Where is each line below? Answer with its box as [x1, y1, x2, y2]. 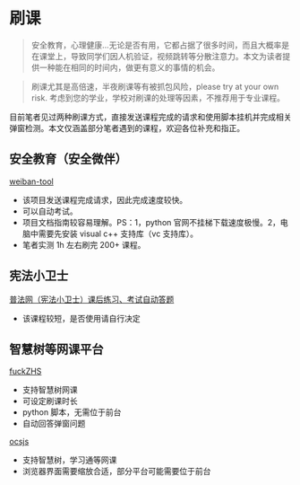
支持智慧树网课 [21, 384, 78, 395]
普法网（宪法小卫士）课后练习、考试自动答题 [9, 294, 175, 304]
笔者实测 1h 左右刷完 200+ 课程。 [21, 239, 146, 250]
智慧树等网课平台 [9, 341, 104, 357]
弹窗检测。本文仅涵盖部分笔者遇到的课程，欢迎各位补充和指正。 [9, 122, 244, 133]
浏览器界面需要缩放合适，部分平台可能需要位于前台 [21, 466, 211, 477]
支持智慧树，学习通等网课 [21, 454, 117, 465]
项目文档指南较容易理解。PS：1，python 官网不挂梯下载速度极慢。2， [21, 216, 280, 227]
